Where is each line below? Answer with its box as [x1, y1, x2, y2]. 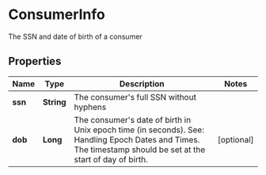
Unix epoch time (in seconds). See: [74, 124, 204, 135]
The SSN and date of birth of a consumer [8, 32, 142, 41]
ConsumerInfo [8, 6, 105, 24]
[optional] [217, 134, 254, 145]
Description [119, 78, 165, 89]
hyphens [74, 101, 107, 112]
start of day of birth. [74, 154, 148, 165]
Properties [8, 55, 62, 68]
